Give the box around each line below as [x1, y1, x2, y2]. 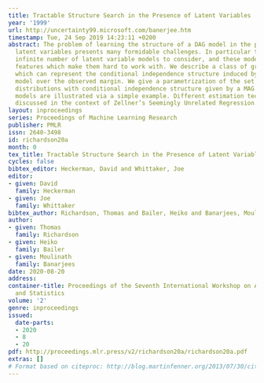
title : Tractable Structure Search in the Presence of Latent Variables [8, 11, 251, 20]
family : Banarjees [15, 260, 76, 268]
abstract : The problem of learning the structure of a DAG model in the [8, 41, 251, 49]
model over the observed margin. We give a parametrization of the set [15, 77, 255, 85]
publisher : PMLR [8, 121, 61, 129]
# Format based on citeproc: [8, 363, 104, 370]
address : [8, 274, 37, 283]
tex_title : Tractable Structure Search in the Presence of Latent [8, 150, 230, 158]
